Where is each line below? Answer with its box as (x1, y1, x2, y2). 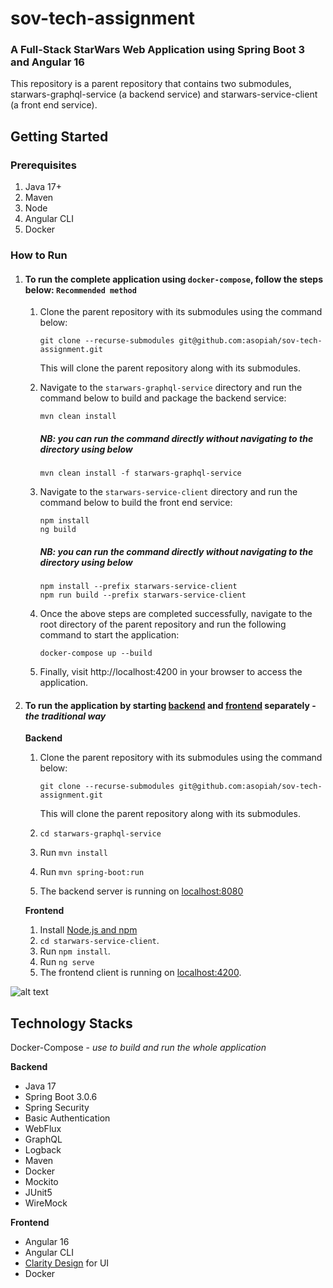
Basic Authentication (24, 1112, 111, 1124)
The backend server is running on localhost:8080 (39, 885, 244, 897)
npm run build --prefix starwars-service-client (39, 590, 247, 601)
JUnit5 (24, 1187, 53, 1199)
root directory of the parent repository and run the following (39, 618, 287, 631)
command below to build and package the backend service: (39, 392, 287, 404)
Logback (24, 1144, 62, 1156)
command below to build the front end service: (39, 497, 233, 509)
